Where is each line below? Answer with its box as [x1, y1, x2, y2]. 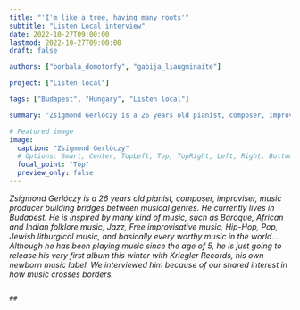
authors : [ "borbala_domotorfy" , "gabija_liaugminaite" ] [9, 63, 221, 71]
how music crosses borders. [9, 269, 114, 280]
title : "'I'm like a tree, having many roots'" [9, 13, 190, 22]
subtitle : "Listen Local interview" [9, 21, 146, 30]
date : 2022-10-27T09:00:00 [9, 29, 110, 38]
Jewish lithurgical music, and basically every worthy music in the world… [9, 230, 279, 241]
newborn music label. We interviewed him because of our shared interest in [9, 259, 288, 270]
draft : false [9, 46, 58, 55]
